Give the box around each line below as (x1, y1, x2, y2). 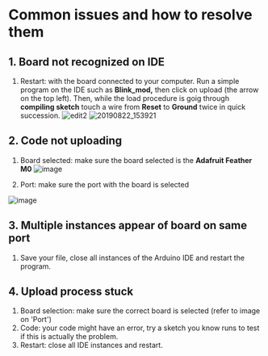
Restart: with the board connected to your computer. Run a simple (19, 77, 240, 86)
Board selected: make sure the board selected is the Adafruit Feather (19, 155, 253, 165)
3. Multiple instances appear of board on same (8, 219, 248, 232)
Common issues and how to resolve (8, 6, 253, 24)
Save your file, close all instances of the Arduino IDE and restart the (19, 253, 245, 262)
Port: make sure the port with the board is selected (19, 179, 190, 189)
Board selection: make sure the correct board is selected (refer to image (19, 306, 261, 316)
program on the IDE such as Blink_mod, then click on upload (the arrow (19, 85, 259, 94)
